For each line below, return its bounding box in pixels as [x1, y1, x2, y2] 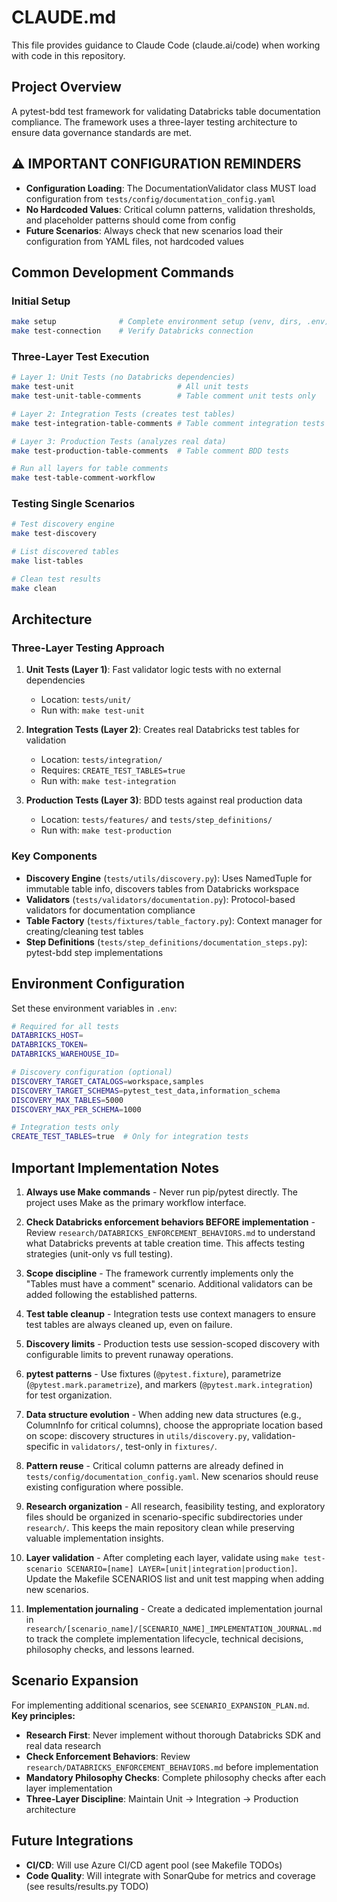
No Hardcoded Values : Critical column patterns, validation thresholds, [25, 203, 316, 215]
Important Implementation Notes [11, 1159, 220, 1176]
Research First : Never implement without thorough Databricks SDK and [25, 1729, 321, 1741]
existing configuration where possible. [25, 1481, 184, 1493]
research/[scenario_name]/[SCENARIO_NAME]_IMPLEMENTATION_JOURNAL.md [25, 1624, 323, 1634]
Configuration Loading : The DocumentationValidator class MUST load [25, 182, 317, 194]
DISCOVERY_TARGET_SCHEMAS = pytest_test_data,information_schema [11, 1086, 281, 1096]
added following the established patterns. [25, 1288, 198, 1300]
